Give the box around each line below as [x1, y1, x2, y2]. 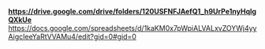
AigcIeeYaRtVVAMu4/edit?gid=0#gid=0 [8, 32, 136, 41]
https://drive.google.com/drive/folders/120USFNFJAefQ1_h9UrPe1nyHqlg [8, 7, 257, 16]
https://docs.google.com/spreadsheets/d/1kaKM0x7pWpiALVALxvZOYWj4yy [8, 24, 257, 32]
